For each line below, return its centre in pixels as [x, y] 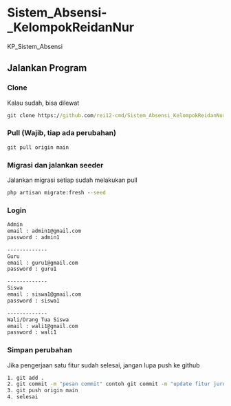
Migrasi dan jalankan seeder [55, 165]
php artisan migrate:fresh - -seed [57, 192]
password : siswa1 [33, 301]
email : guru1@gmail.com [43, 263]
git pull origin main [38, 147]
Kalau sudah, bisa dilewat [43, 103]
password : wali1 [32, 332]
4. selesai [23, 397]
